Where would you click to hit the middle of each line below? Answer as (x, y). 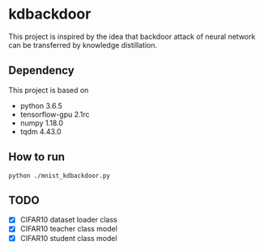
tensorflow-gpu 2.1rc (55, 114)
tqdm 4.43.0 (41, 131)
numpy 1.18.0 (41, 123)
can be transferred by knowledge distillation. (83, 44)
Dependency (41, 71)
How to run (37, 157)
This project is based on (49, 90)
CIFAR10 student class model (68, 238)
